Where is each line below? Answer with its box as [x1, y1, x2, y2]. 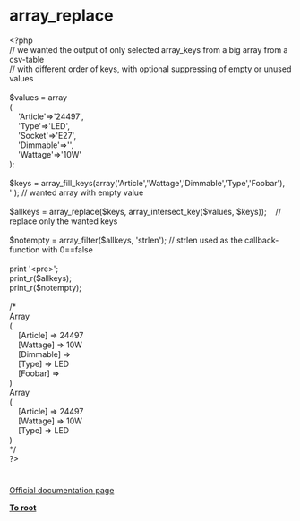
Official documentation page [9, 485, 115, 496]
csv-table [9, 54, 45, 64]
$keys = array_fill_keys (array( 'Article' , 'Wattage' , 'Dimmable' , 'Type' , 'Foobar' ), [9, 177, 285, 188]
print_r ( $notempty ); [9, 282, 82, 293]
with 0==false [41, 243, 94, 255]
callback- [244, 235, 279, 245]
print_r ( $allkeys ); [9, 272, 72, 283]
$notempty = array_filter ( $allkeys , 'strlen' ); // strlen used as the [9, 235, 244, 245]
